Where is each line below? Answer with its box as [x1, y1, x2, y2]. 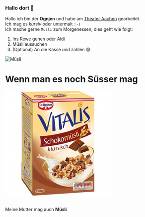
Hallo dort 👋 [5, 4, 34, 11]
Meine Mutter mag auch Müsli [5, 207, 67, 213]
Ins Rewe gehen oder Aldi [12, 36, 65, 42]
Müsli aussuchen [12, 41, 47, 47]
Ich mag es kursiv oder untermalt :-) [5, 21, 81, 27]
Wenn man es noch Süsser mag [5, 74, 138, 85]
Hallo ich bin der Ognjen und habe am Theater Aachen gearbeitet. [5, 16, 141, 22]
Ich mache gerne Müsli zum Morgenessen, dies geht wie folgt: [5, 26, 133, 32]
